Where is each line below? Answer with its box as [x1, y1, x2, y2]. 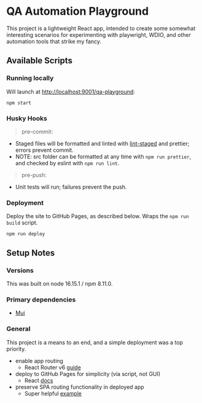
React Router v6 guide [24, 364, 81, 371]
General [6, 324, 31, 333]
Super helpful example [24, 389, 82, 397]
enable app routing [15, 357, 63, 364]
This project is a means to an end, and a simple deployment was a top [6, 338, 183, 346]
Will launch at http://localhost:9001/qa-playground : [6, 88, 135, 95]
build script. [6, 219, 38, 227]
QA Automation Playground [6, 4, 149, 18]
